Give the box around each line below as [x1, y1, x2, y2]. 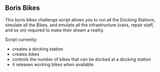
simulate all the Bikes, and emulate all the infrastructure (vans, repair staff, [5, 22, 154, 28]
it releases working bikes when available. [12, 61, 95, 67]
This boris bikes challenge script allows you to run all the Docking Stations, [5, 17, 156, 22]
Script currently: [5, 36, 38, 42]
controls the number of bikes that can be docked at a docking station [12, 56, 151, 62]
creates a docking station [12, 46, 63, 52]
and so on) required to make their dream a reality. [5, 27, 105, 33]
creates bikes [12, 51, 40, 57]
